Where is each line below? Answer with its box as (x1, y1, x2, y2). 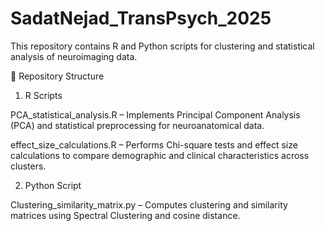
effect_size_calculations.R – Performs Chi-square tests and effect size (10, 138, 298, 151)
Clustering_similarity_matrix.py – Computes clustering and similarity (10, 198, 288, 211)
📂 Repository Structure (10, 70, 105, 82)
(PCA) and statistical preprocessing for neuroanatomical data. (10, 119, 265, 131)
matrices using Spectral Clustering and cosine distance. (10, 209, 241, 221)
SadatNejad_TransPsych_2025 (10, 7, 272, 30)
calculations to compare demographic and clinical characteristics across (10, 149, 310, 161)
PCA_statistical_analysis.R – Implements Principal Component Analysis (10, 108, 301, 121)
